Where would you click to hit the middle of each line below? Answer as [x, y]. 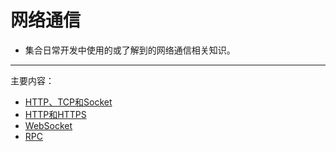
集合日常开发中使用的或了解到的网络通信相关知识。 [130, 50]
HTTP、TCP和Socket [68, 102]
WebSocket [48, 125]
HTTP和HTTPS [55, 114]
